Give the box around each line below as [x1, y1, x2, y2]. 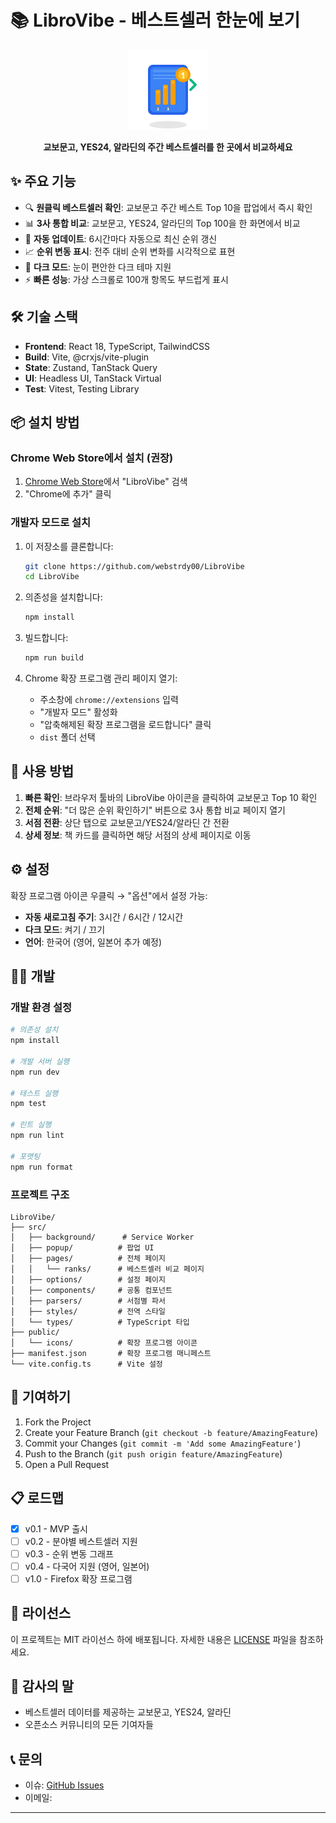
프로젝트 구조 [10, 1187, 70, 1201]
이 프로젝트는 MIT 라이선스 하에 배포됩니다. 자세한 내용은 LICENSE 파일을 [10, 1633, 298, 1645]
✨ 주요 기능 [10, 173, 77, 190]
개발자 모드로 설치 [10, 516, 92, 530]
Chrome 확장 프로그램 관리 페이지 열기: [24, 672, 178, 685]
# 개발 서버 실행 [10, 1056, 70, 1066]
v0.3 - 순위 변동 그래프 [24, 1547, 114, 1560]
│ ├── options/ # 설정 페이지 [10, 1274, 166, 1285]
